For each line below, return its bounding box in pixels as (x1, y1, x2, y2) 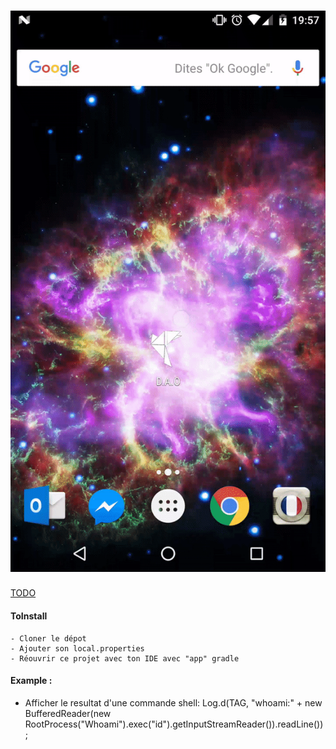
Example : (10, 675, 53, 687)
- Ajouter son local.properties (10, 643, 145, 654)
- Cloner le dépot (10, 633, 87, 644)
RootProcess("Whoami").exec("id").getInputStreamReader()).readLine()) (24, 718, 324, 730)
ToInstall (10, 610, 48, 622)
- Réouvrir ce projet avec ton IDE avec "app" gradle (10, 653, 240, 664)
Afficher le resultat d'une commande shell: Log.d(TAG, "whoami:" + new (24, 696, 323, 709)
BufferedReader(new (24, 707, 112, 719)
